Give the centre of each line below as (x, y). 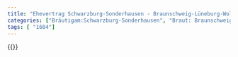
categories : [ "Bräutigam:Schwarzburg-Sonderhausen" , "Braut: (100, 20)
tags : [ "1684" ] (31, 27)
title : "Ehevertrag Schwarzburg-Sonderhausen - (79, 14)
